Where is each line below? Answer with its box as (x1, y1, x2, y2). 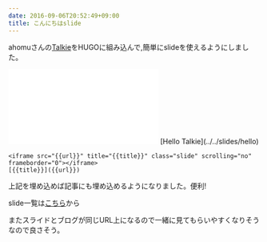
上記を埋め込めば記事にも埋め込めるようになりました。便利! (8, 181, 207, 191)
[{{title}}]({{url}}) (8, 166, 81, 174)
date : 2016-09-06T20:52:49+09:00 (8, 11, 120, 20)
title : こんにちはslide (8, 19, 82, 27)
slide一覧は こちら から (8, 198, 80, 208)
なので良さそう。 (8, 225, 65, 235)
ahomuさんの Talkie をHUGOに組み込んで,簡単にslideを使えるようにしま (8, 42, 242, 52)
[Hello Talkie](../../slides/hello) (159, 136, 259, 146)
